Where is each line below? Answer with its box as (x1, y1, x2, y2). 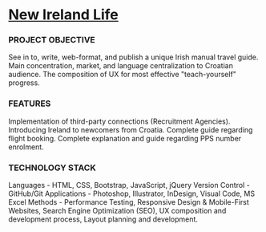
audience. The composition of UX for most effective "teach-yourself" (8, 70, 236, 79)
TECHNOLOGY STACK (8, 162, 96, 173)
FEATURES (8, 98, 51, 109)
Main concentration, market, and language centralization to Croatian (8, 61, 234, 71)
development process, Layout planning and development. (8, 214, 199, 224)
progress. (8, 78, 40, 88)
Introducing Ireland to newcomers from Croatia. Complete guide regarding (8, 124, 253, 134)
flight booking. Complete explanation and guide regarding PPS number (8, 133, 242, 143)
